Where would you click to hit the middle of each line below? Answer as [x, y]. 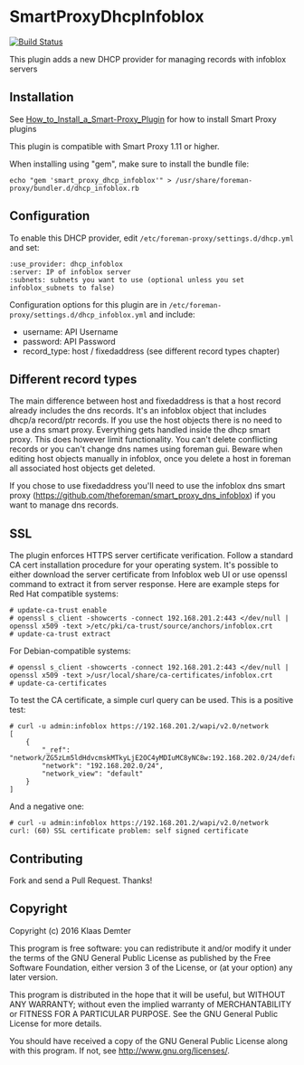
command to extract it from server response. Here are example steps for [145, 585]
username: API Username [70, 331]
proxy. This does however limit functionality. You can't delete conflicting [143, 440]
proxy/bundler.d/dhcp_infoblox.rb [75, 188]
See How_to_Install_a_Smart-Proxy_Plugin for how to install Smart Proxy [143, 119]
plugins [23, 128]
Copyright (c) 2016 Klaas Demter [70, 930]
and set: [24, 247]
